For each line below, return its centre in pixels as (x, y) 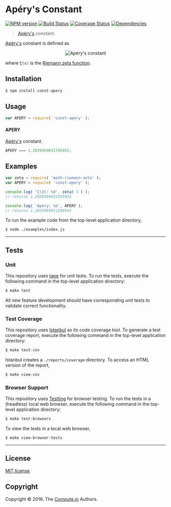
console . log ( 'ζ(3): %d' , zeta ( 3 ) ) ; (48, 192)
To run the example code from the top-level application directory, (74, 220)
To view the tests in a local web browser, (48, 429)
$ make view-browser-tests (34, 438)
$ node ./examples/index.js (35, 230)
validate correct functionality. (36, 305)
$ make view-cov (22, 375)
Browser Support (27, 387)
